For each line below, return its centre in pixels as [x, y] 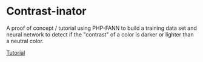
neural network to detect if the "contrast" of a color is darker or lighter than [100, 34]
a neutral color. [25, 41]
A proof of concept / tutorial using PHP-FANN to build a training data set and [101, 28]
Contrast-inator [46, 11]
